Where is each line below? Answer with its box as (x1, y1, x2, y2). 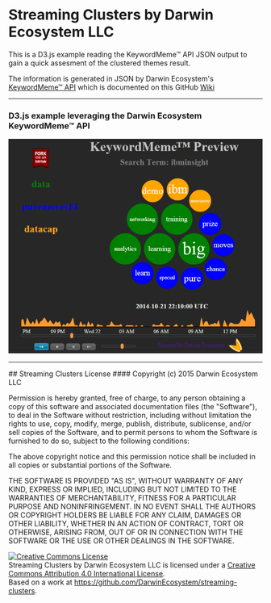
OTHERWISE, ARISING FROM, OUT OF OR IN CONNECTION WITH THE (8, 527, 244, 538)
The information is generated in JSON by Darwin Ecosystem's (8, 73, 214, 83)
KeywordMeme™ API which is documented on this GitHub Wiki (8, 82, 215, 92)
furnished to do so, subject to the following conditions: (8, 436, 190, 446)
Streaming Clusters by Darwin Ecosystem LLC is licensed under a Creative (8, 560, 256, 570)
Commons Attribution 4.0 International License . (8, 569, 165, 579)
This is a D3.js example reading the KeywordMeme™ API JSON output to (8, 49, 248, 59)
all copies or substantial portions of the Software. (8, 460, 172, 470)
